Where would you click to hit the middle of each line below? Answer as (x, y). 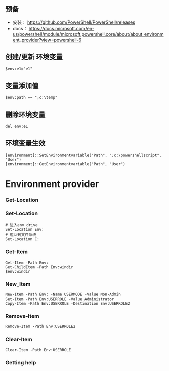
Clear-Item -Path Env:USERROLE (38, 350)
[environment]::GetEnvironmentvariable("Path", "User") (65, 164)
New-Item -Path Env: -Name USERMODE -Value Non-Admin (63, 295)
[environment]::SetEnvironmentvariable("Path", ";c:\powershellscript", (83, 155)
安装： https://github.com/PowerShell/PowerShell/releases (74, 22)
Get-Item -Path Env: (27, 263)
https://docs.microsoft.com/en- (61, 28)
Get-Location (22, 200)
